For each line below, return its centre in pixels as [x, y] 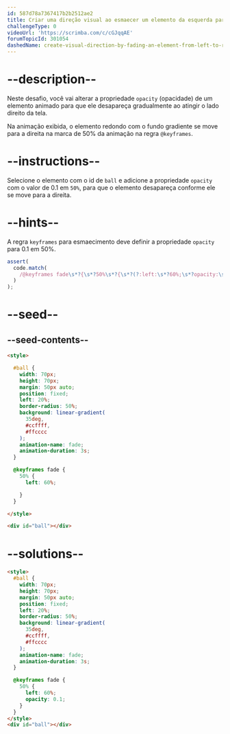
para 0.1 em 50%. [31, 249]
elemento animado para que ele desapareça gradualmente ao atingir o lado [113, 105]
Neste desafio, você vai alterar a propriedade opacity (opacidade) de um [110, 98]
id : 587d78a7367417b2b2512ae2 [50, 13]
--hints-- [33, 223]
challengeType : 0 [32, 26]
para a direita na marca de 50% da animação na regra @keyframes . [100, 133]
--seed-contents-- [48, 340]
